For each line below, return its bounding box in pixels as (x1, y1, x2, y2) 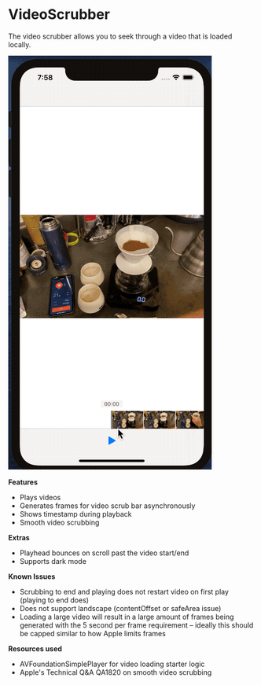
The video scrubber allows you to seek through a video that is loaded (8, 31, 233, 41)
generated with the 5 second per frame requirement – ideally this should (19, 620, 254, 630)
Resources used (8, 643, 63, 654)
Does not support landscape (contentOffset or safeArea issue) (19, 603, 222, 613)
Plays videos (19, 492, 61, 502)
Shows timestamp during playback (19, 509, 132, 518)
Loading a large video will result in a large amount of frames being (19, 612, 234, 621)
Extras (8, 532, 30, 542)
